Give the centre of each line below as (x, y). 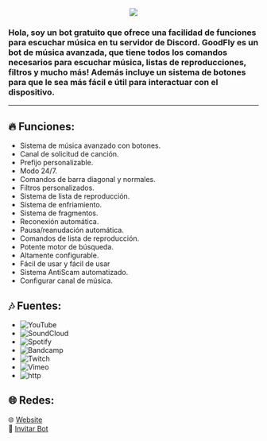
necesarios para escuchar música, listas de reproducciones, (127, 62)
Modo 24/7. (39, 171)
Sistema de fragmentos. (59, 213)
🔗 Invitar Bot (29, 428)
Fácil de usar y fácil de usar (65, 264)
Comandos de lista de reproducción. (79, 238)
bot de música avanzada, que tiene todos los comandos (118, 52)
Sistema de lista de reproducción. (75, 196)
